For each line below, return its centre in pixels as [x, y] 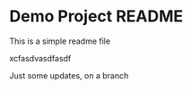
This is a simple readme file [60, 41]
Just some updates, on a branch [69, 75]
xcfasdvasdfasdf [40, 58]
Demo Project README [96, 16]
